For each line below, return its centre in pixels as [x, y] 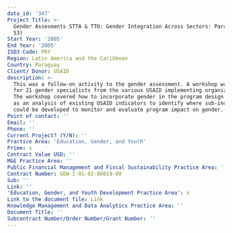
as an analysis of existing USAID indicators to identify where [108, 103]
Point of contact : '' [38, 116]
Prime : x [20, 148]
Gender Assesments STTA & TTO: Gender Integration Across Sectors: [113, 26]
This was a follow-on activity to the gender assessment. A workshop [115, 84]
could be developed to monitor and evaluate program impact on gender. [119, 110]
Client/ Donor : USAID [38, 71]
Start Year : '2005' [35, 39]
